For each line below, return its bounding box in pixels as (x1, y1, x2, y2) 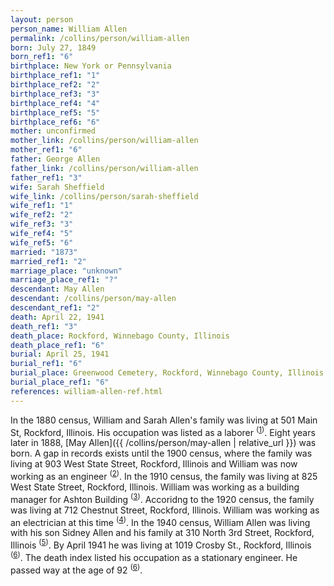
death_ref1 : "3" (10, 321, 78, 331)
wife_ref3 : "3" (10, 219, 74, 230)
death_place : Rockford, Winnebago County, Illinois (10, 331, 230, 341)
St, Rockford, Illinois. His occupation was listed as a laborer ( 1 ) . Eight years (10, 424, 316, 438)
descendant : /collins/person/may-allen (10, 294, 177, 304)
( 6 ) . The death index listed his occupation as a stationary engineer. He (10, 549, 298, 563)
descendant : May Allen (10, 284, 105, 295)
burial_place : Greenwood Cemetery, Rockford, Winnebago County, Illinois (10, 368, 325, 378)
